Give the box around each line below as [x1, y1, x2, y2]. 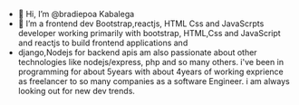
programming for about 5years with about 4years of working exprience [17, 66, 284, 77]
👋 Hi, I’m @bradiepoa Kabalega [17, 9, 135, 19]
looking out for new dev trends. [17, 86, 136, 96]
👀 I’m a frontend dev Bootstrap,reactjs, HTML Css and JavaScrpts [17, 18, 265, 29]
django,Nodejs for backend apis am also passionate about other [17, 47, 257, 58]
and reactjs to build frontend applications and [17, 37, 188, 48]
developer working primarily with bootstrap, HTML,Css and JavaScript [17, 28, 281, 38]
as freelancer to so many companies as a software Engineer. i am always [17, 76, 290, 86]
